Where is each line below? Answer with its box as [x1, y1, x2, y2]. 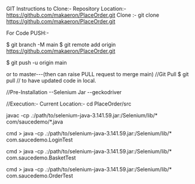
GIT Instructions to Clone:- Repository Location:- [6, 5, 127, 12]
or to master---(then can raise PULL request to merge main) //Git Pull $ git [6, 71, 189, 77]
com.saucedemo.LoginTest [6, 136, 73, 143]
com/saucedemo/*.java [6, 118, 63, 125]
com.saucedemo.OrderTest [6, 172, 74, 179]
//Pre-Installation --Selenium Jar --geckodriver [6, 89, 122, 95]
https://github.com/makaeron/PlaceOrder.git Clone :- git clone [6, 11, 160, 19]
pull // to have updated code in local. [6, 77, 97, 84]
